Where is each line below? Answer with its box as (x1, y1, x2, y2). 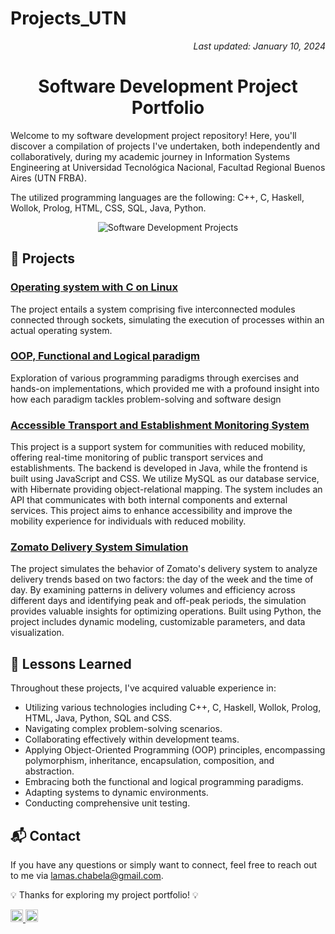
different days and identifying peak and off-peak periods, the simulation (10, 595, 307, 607)
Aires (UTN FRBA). (10, 172, 87, 184)
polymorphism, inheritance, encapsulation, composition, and (24, 755, 275, 767)
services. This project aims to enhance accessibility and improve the (10, 505, 293, 517)
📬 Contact (10, 827, 81, 844)
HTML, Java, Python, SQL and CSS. (24, 712, 172, 724)
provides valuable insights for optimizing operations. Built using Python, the (10, 605, 322, 617)
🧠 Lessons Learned (10, 655, 132, 672)
